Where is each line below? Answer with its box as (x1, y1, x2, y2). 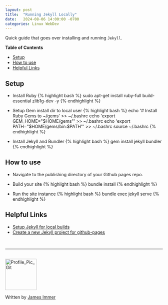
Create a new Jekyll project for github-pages (12, 229, 105, 235)
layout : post (5, 7, 32, 12)
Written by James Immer (5, 294, 56, 300)
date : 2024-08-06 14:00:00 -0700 (5, 16, 79, 21)
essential (12, 98, 31, 104)
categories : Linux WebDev (5, 21, 59, 26)
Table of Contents (5, 44, 43, 50)
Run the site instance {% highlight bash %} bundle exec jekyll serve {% (12, 191, 159, 197)
